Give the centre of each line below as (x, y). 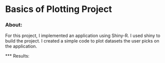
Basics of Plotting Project (59, 9)
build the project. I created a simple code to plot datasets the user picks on (82, 41)
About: (14, 25)
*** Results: (17, 56)
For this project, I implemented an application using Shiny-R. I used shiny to (83, 35)
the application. (21, 46)
